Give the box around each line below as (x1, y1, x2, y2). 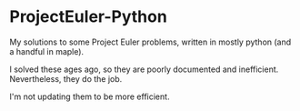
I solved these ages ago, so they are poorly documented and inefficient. (9, 64, 279, 75)
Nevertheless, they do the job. (9, 73, 123, 84)
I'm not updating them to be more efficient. (9, 91, 170, 102)
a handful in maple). (9, 45, 85, 56)
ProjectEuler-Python (9, 6, 168, 27)
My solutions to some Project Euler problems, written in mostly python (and (9, 36, 292, 47)
